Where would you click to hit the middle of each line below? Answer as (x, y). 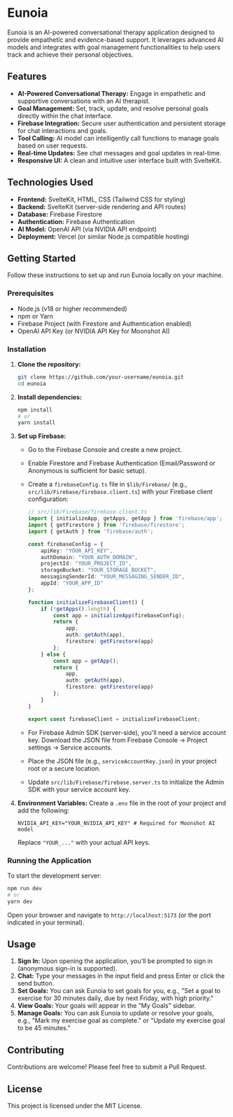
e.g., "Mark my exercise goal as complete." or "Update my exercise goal (121, 1020)
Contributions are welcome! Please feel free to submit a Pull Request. (107, 1067)
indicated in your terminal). (46, 922)
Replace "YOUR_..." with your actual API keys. (84, 842)
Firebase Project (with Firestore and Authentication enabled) (104, 323)
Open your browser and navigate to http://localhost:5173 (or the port (109, 915)
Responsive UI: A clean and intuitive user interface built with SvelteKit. (119, 160)
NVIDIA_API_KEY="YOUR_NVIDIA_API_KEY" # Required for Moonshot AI (116, 823)
